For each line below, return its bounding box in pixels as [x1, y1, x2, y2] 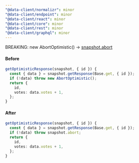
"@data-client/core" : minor [5, 21, 64, 26]
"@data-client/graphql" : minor [5, 30, 70, 35]
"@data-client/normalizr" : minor [5, 7, 75, 12]
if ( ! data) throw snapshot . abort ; [9, 130, 81, 135]
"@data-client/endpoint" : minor [5, 12, 72, 17]
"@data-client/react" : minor [5, 16, 66, 21]
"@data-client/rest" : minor [5, 26, 64, 31]
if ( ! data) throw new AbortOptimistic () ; [9, 76, 97, 81]
